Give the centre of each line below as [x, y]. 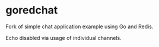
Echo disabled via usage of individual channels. [64, 38]
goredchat [32, 10]
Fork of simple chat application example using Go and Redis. [79, 26]
